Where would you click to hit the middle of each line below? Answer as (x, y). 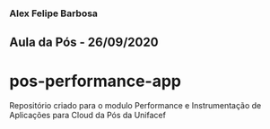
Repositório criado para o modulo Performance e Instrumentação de (135, 106)
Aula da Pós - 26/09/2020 (84, 43)
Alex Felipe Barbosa (54, 13)
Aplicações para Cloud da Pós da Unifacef (87, 116)
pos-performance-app (96, 81)
